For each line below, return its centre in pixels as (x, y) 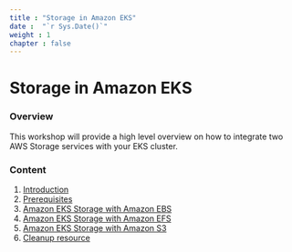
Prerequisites (47, 199)
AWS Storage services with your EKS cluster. (94, 146)
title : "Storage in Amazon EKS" (73, 18)
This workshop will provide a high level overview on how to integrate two (146, 136)
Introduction (46, 190)
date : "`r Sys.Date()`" (58, 26)
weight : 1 (30, 35)
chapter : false (40, 43)
